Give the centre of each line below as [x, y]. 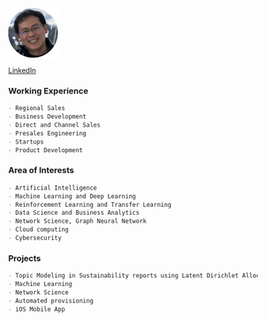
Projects [25, 258]
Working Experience [48, 90]
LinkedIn [22, 70]
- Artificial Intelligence [53, 188]
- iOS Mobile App [37, 309]
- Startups [26, 142]
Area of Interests [41, 170]
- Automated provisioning [51, 300]
